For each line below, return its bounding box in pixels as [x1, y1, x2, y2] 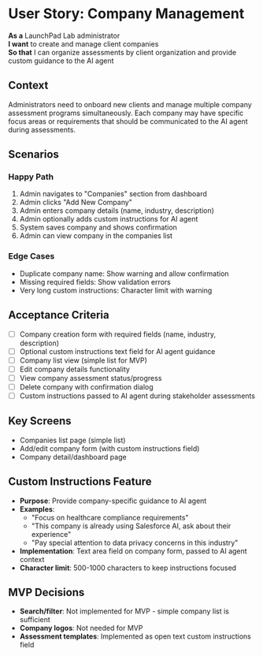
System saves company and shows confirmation [19, 222, 177, 233]
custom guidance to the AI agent [8, 56, 114, 65]
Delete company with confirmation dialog [19, 382, 154, 391]
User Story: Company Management [8, 5, 245, 23]
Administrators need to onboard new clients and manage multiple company [8, 99, 252, 109]
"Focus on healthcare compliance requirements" [31, 512, 189, 522]
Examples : [19, 504, 55, 513]
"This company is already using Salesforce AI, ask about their [31, 521, 232, 531]
